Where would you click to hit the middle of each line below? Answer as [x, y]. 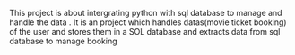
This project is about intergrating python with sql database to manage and [146, 13]
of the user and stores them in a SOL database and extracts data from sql [145, 31]
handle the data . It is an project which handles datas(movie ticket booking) [148, 22]
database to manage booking [64, 41]
